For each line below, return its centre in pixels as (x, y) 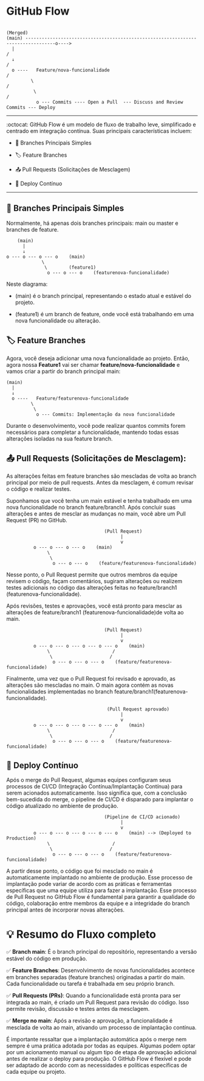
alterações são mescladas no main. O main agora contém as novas (90, 685)
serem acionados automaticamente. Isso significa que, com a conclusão (97, 793)
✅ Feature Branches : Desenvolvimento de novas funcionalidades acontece (101, 971)
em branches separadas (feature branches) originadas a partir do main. (96, 977)
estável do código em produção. (47, 959)
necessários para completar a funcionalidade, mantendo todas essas (93, 432)
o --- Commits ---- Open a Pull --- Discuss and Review (110, 102)
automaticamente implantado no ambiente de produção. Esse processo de (100, 877)
